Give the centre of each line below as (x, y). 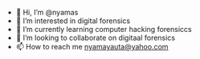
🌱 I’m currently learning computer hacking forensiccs (104, 29)
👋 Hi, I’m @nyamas (47, 12)
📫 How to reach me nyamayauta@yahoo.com (92, 47)
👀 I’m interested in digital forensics (73, 21)
